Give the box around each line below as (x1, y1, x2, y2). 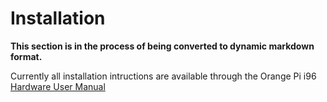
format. (10, 50, 43, 62)
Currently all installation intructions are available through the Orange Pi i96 (10, 70, 317, 82)
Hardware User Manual (10, 80, 106, 92)
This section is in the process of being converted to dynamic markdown (10, 40, 315, 52)
